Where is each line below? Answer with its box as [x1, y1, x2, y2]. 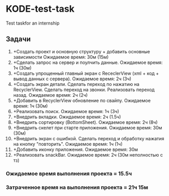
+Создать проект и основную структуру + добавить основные [13, 48, 150, 54]
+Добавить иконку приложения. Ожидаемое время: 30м [13, 146, 138, 153]
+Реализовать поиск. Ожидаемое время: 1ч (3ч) [13, 108, 119, 114]
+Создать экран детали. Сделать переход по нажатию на [13, 81, 140, 87]
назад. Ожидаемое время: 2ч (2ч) [13, 92, 88, 98]
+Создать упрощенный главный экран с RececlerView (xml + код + [13, 70, 159, 76]
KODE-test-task [6, 3, 75, 15]
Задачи [6, 35, 31, 43]
